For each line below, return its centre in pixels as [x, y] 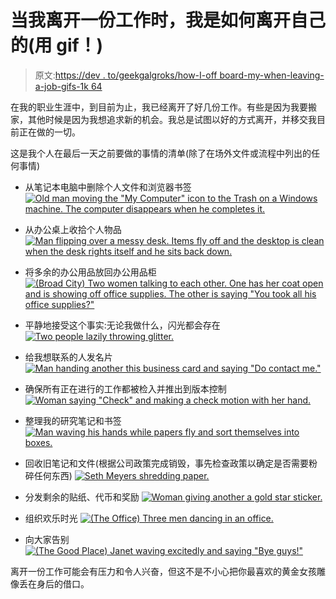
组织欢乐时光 [51, 518]
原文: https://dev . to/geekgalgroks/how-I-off [126, 75]
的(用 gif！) [57, 45]
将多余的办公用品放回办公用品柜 [90, 272]
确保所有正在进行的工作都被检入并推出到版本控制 [125, 388]
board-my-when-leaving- [272, 75]
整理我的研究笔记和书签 [73, 420]
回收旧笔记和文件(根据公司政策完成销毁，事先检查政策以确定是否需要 [166, 463]
